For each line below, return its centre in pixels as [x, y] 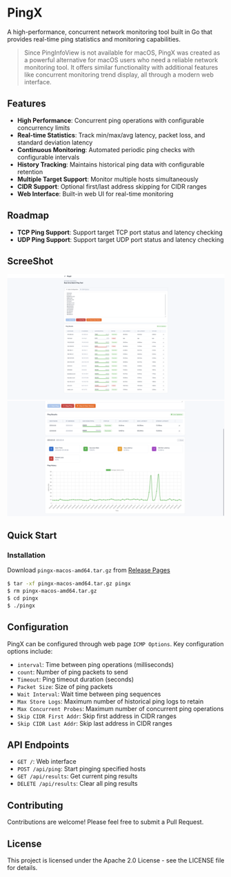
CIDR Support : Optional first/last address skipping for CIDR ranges [112, 186]
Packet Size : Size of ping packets [65, 686]
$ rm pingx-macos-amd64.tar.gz [52, 591]
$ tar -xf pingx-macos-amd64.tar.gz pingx [69, 584]
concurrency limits [43, 128]
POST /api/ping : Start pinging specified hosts [81, 769]
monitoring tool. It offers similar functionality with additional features [121, 67]
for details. [22, 867]
